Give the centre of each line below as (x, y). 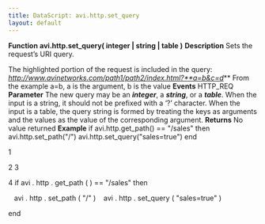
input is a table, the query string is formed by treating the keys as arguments (132, 111)
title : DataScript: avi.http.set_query (74, 15)
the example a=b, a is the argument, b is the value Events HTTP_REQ (121, 86)
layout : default (35, 23)
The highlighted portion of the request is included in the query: (110, 69)
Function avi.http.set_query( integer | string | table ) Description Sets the (131, 45)
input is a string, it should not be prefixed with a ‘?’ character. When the (125, 103)
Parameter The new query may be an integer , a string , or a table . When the (132, 94)
